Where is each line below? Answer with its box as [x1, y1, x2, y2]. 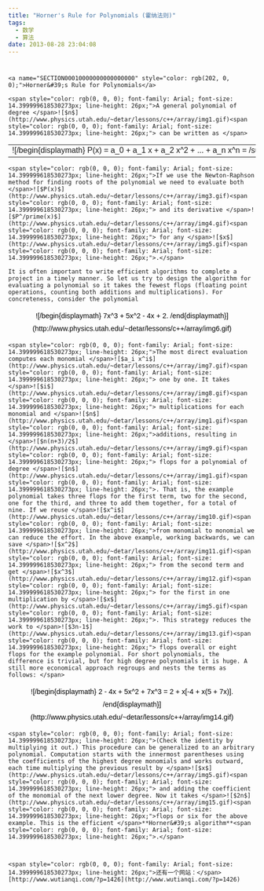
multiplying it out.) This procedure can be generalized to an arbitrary [8, 743, 255, 752]
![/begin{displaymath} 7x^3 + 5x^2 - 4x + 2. [35, 312, 169, 320]
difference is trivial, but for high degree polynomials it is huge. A [8, 657, 247, 666]
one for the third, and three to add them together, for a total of [8, 499, 237, 507]
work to [8, 623, 34, 631]
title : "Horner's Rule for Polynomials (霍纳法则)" [8, 11, 177, 20]
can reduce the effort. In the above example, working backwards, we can [8, 534, 255, 542]
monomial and [8, 410, 51, 418]
